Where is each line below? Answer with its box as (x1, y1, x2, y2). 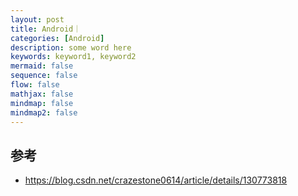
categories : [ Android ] (10, 33, 105, 43)
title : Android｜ (10, 24, 82, 34)
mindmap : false (10, 98, 74, 108)
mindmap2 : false (10, 107, 78, 118)
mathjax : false (10, 89, 74, 99)
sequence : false (10, 71, 78, 81)
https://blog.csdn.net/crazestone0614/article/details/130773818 (24, 174, 288, 186)
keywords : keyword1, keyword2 (10, 52, 137, 62)
